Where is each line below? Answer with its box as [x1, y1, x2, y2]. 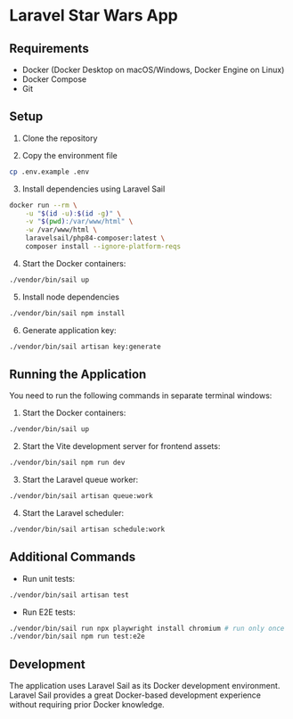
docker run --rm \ [9, 200, 77, 209]
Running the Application [9, 366, 147, 381]
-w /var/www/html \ [25, 225, 98, 234]
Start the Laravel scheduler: [21, 508, 125, 518]
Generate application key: [21, 324, 118, 335]
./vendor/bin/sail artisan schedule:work [9, 525, 166, 534]
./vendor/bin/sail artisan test [9, 590, 129, 600]
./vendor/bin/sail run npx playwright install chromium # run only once [9, 624, 285, 633]
